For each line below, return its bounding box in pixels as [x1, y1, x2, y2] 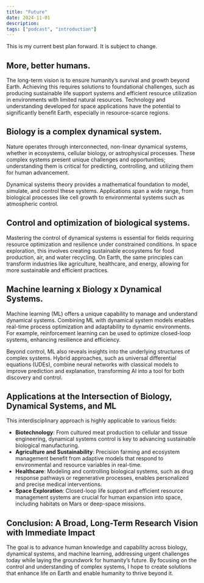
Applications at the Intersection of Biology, [6, 391, 172, 402]
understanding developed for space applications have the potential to [6, 103, 181, 110]
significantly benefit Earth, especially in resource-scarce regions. [6, 109, 171, 117]
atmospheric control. [6, 200, 59, 208]
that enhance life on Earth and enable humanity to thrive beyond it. [6, 570, 174, 577]
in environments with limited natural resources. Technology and [6, 96, 166, 104]
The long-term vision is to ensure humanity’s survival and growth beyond [6, 77, 190, 84]
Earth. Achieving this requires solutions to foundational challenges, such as [6, 83, 195, 90]
